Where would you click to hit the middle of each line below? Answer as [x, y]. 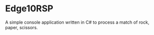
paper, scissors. [22, 27]
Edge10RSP [29, 9]
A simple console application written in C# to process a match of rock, [77, 22]
